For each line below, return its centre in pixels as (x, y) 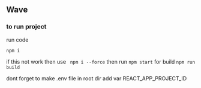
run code (17, 40)
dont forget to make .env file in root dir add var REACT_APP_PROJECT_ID (97, 78)
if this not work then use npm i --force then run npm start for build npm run (101, 61)
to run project (26, 27)
